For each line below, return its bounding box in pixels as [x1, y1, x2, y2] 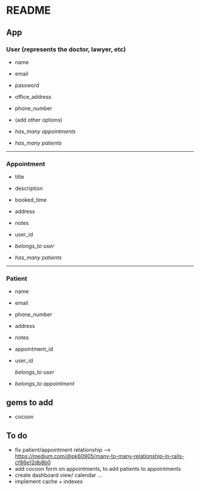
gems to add [6, 397, 54, 408]
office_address [14, 93, 52, 100]
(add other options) [14, 116, 62, 123]
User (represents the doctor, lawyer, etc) [6, 45, 126, 54]
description [14, 185, 43, 192]
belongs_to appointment [14, 380, 75, 387]
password [14, 82, 40, 89]
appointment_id [14, 346, 54, 353]
